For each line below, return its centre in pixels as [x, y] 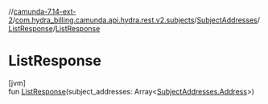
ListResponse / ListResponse [54, 28]
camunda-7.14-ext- [45, 12]
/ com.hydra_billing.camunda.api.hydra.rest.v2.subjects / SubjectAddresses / [136, 20]
